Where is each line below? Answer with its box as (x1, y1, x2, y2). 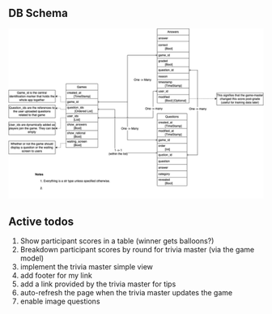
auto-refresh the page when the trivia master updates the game (19, 288, 233, 298)
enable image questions (19, 296, 100, 307)
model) (19, 253, 45, 263)
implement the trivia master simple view (19, 262, 154, 272)
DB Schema (8, 6, 69, 20)
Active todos (8, 214, 74, 228)
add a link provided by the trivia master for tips (19, 279, 176, 289)
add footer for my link (19, 271, 93, 281)
